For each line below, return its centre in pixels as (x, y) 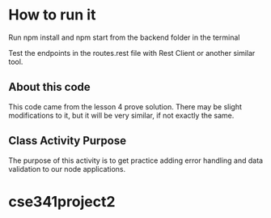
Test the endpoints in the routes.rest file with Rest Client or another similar (132, 53)
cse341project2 (62, 201)
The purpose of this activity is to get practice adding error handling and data (136, 160)
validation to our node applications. (67, 169)
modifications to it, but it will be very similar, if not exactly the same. (121, 115)
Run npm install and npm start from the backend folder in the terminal (124, 37)
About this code (49, 87)
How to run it (52, 15)
